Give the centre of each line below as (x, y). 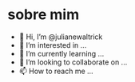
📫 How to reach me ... (56, 71)
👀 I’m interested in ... (53, 45)
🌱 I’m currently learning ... (62, 53)
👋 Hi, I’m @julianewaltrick (61, 37)
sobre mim (44, 15)
